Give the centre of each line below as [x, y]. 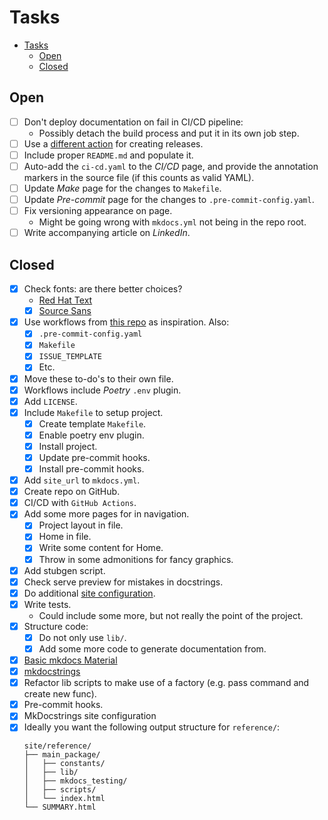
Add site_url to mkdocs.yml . [82, 480]
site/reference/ [57, 746]
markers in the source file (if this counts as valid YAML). [139, 177]
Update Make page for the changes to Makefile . [122, 188]
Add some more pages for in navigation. [106, 514]
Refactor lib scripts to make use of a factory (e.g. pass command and [166, 683]
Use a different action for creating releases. [113, 143]
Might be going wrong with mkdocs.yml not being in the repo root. [172, 222]
